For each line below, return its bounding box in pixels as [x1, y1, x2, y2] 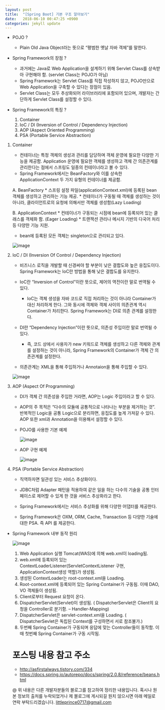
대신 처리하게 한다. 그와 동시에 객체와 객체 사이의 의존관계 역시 [27, 302, 147, 308]
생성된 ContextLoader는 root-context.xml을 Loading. [19, 575, 125, 581]
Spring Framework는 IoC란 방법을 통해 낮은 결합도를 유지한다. [19, 269, 140, 274]
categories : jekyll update [5, 21, 61, 26]
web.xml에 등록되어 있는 [19, 557, 67, 563]
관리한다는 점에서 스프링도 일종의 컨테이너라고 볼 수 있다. [19, 165, 129, 170]
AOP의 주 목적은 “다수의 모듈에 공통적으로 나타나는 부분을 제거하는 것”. [19, 404, 156, 410]
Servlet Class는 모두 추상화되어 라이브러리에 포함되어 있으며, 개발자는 [19, 90, 155, 96]
